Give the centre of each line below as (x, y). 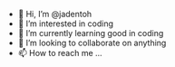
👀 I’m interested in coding (66, 24)
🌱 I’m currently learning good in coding (91, 33)
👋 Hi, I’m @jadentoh (55, 14)
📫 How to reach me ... (60, 53)
